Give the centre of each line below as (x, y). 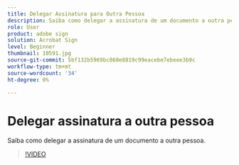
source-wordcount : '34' (43, 73)
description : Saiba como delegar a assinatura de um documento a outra (116, 21)
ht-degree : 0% (28, 80)
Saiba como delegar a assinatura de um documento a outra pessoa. (107, 141)
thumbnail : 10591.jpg (39, 54)
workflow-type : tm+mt (39, 67)
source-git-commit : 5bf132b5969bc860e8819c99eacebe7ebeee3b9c (101, 60)
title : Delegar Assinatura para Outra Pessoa (76, 14)
